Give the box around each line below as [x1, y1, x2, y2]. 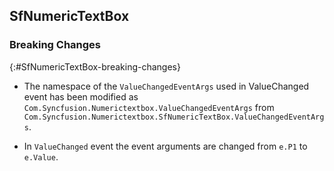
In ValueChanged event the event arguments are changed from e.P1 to [23, 140, 308, 152]
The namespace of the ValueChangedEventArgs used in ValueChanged [23, 80, 310, 92]
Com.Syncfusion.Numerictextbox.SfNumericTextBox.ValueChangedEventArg [23, 112, 325, 122]
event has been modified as [23, 90, 139, 103]
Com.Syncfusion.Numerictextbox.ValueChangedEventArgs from [23, 101, 275, 113]
